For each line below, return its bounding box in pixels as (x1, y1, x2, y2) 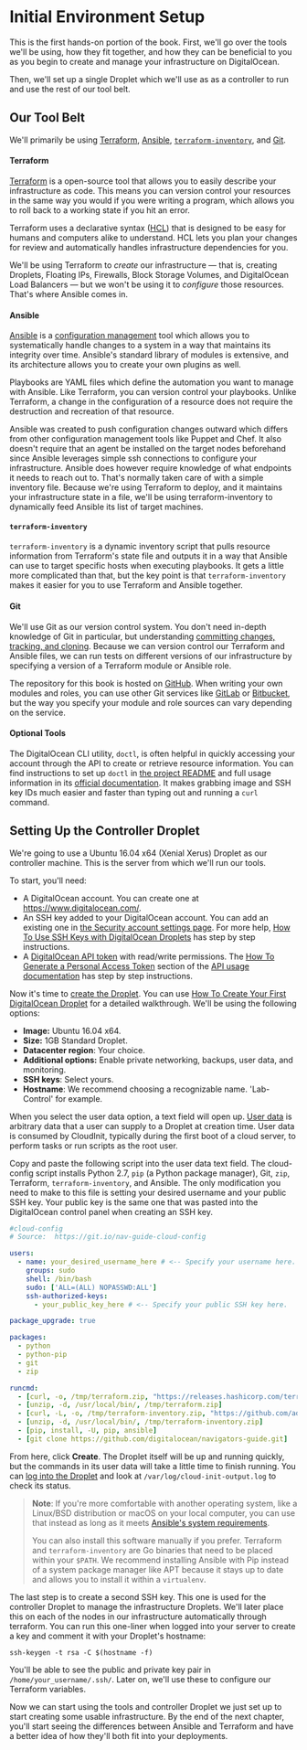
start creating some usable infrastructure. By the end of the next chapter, (9, 1711, 285, 1722)
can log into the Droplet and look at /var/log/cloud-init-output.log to (9, 1470, 277, 1481)
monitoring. (22, 1063, 67, 1075)
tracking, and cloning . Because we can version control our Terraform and (9, 640, 285, 651)
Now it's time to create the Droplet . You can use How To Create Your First (9, 987, 287, 998)
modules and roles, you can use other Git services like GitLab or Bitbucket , (9, 688, 291, 699)
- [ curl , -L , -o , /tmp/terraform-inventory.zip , (17, 1409, 206, 1418)
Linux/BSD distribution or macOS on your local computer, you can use (31, 1507, 295, 1519)
